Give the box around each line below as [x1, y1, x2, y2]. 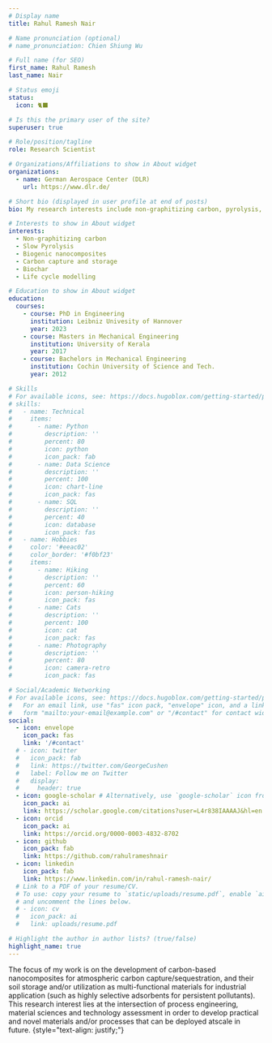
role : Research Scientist [8, 145, 96, 154]
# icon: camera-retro [8, 664, 111, 672]
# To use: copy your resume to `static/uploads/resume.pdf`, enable [15, 890, 252, 898]
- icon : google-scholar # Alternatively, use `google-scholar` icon [15, 792, 252, 800]
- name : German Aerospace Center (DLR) [15, 175, 151, 183]
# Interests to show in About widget [8, 220, 136, 228]
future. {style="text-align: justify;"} [8, 1024, 125, 1035]
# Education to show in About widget [8, 287, 136, 295]
